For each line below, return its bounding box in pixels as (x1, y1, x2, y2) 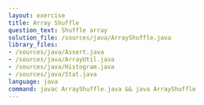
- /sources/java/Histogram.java (8, 63, 115, 71)
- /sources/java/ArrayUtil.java (8, 56, 115, 64)
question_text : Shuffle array (8, 26, 108, 34)
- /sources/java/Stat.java (8, 70, 97, 78)
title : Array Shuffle (8, 19, 80, 27)
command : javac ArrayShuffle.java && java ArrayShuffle (8, 84, 196, 93)
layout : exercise (8, 11, 66, 20)
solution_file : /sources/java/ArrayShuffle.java (8, 33, 172, 42)
